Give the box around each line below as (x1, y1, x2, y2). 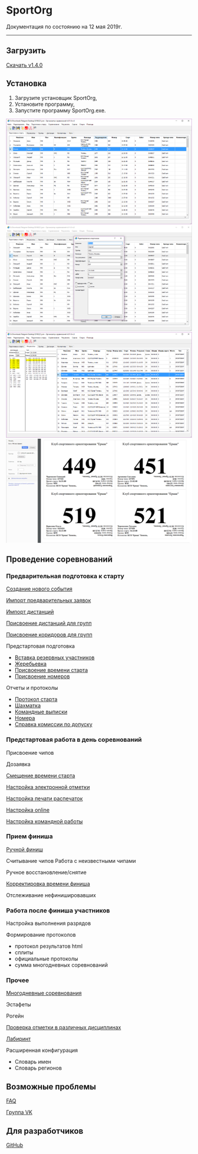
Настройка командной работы (6, 817, 83, 824)
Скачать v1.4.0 (6, 61, 43, 69)
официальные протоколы (14, 955, 78, 963)
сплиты (14, 949, 34, 956)
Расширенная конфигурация (6, 1047, 78, 1054)
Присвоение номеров (14, 673, 70, 680)
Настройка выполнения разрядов (6, 920, 91, 927)
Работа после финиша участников (6, 906, 110, 914)
